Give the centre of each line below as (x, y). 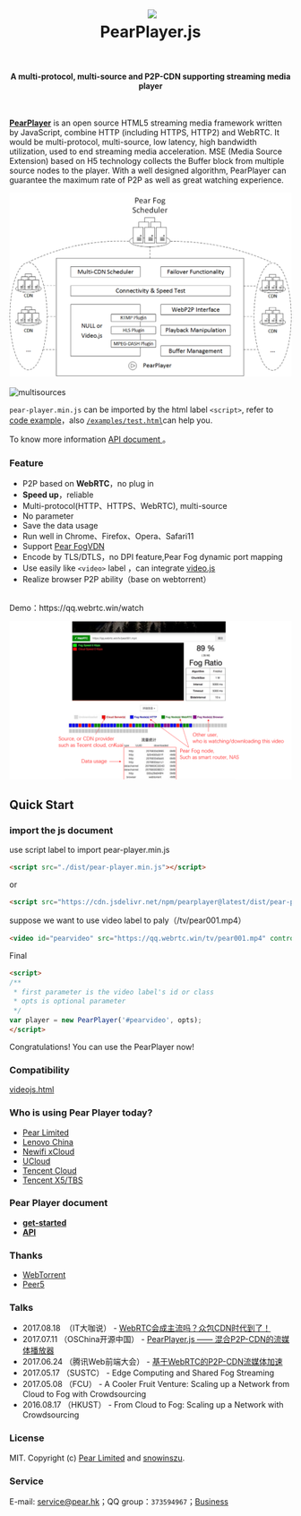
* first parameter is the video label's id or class (114, 992)
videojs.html (32, 1090)
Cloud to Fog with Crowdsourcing (84, 1394)
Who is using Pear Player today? (81, 1113)
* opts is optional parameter (69, 1002)
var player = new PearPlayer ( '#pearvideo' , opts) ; (106, 1021)
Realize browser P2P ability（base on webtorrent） (116, 579)
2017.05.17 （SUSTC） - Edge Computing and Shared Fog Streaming (148, 1373)
